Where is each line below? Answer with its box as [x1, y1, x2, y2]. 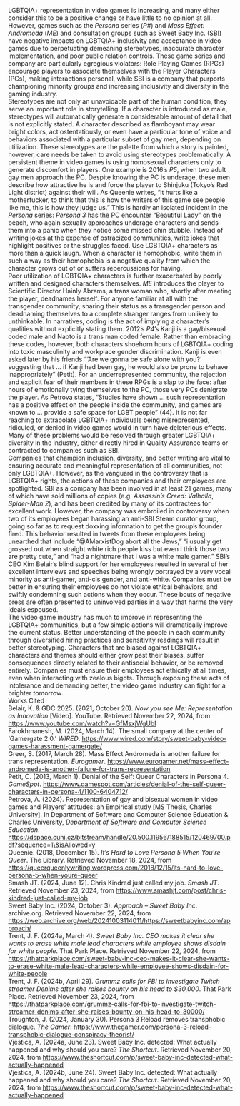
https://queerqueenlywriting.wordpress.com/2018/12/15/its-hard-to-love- [8, 863, 224, 872]
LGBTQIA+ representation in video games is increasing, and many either [8, 6, 220, 14]
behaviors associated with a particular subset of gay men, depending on [8, 135, 221, 144]
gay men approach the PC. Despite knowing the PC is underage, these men [8, 173, 231, 181]
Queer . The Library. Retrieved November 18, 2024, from [8, 856, 172, 864]
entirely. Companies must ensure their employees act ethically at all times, [8, 666, 227, 674]
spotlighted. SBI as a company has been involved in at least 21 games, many [8, 484, 233, 492]
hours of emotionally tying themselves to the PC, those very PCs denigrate [8, 386, 228, 393]
